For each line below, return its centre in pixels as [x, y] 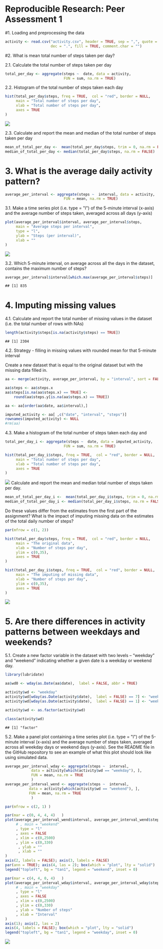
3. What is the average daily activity [79, 171]
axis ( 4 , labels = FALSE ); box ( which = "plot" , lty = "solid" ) [69, 928]
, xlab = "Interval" [36, 914]
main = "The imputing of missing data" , [57, 575]
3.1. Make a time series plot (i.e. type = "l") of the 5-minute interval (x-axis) [80, 208]
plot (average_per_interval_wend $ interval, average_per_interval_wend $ [78, 820]
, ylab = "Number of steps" [44, 910]
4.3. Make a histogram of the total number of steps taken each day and [76, 433]
